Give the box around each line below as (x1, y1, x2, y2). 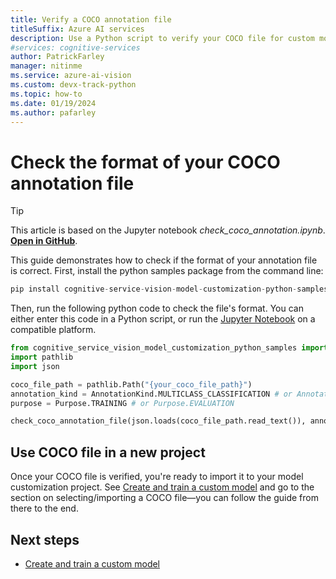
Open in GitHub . (10, 235, 78, 247)
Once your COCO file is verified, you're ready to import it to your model (10, 471, 304, 483)
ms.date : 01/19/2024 (10, 98, 97, 108)
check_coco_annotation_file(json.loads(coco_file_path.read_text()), (10, 416, 307, 426)
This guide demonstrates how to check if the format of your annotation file (10, 254, 318, 266)
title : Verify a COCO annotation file (10, 14, 172, 25)
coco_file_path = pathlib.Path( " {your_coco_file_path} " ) (10, 379, 253, 390)
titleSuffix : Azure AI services (10, 24, 145, 34)
